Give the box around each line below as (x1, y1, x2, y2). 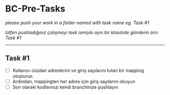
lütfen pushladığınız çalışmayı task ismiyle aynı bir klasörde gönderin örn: (5, 29, 159, 35)
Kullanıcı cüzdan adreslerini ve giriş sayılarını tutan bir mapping (12, 67, 144, 73)
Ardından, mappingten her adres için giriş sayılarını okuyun (12, 78, 136, 84)
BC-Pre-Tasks (5, 3, 66, 15)
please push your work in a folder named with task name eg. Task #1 (5, 20, 149, 26)
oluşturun (12, 73, 33, 79)
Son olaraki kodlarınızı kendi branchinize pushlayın (12, 84, 118, 90)
